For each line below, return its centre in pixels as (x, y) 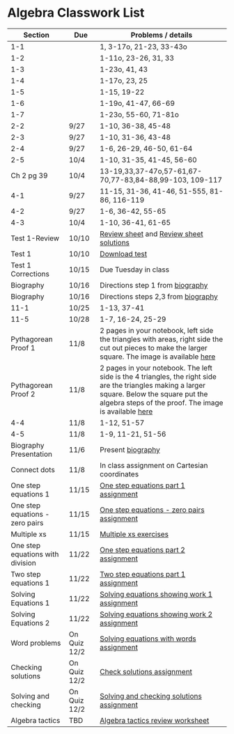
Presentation (31, 454)
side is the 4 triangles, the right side (158, 376)
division (23, 563)
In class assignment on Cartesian (154, 465)
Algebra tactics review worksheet (155, 720)
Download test (124, 253)
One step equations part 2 (143, 549)
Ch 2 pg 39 (29, 175)
